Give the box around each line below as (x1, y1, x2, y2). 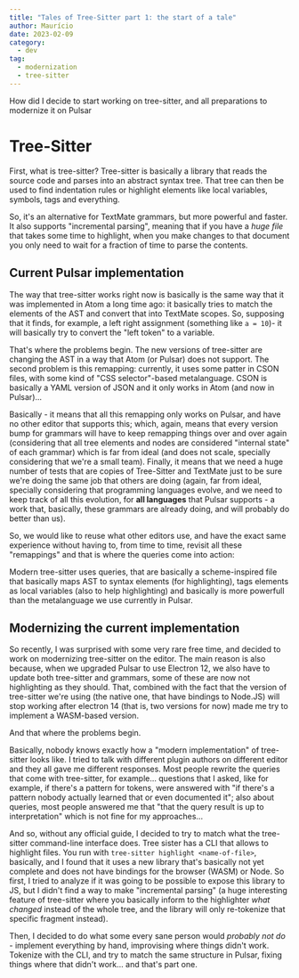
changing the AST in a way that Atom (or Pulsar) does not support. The (9, 354, 270, 364)
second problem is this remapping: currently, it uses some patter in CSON (9, 363, 279, 374)
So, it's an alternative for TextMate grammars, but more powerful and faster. (9, 211, 288, 222)
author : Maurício (9, 21, 74, 30)
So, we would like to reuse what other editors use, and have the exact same (9, 530, 287, 541)
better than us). (9, 513, 66, 524)
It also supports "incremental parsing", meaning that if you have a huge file (9, 220, 284, 232)
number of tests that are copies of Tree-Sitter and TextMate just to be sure (9, 465, 283, 477)
